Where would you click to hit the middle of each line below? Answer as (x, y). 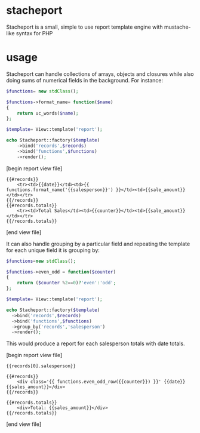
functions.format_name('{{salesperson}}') (60, 190)
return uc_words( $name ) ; (48, 113)
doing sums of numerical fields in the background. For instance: (84, 80)
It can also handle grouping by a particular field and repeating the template (98, 244)
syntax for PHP (34, 33)
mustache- (177, 27)
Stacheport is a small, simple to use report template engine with (84, 27)
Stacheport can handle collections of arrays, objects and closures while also (100, 74)
